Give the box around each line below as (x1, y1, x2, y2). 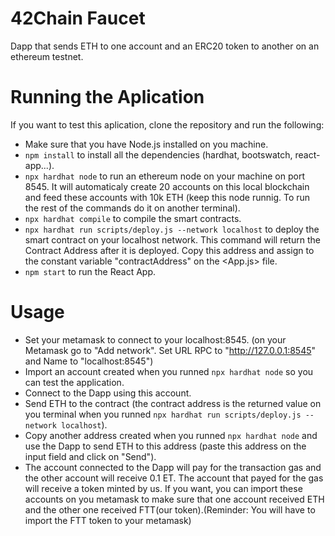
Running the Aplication (10, 86, 205, 109)
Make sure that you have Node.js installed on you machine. (24, 138, 269, 150)
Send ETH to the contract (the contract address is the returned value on (24, 397, 322, 409)
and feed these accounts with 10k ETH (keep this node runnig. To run (24, 191, 311, 203)
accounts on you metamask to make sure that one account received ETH (24, 493, 325, 505)
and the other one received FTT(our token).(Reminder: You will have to (24, 503, 316, 516)
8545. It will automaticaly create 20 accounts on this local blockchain (24, 180, 310, 192)
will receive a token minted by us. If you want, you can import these (24, 482, 303, 494)
